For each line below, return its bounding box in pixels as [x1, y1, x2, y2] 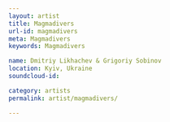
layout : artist [8, 11, 60, 20]
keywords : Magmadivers [8, 42, 85, 50]
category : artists [8, 86, 71, 94]
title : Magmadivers [8, 20, 75, 28]
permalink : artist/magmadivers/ [8, 94, 118, 102]
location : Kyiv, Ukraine [8, 64, 93, 73]
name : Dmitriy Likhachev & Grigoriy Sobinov [8, 57, 162, 65]
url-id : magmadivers [8, 27, 79, 35]
